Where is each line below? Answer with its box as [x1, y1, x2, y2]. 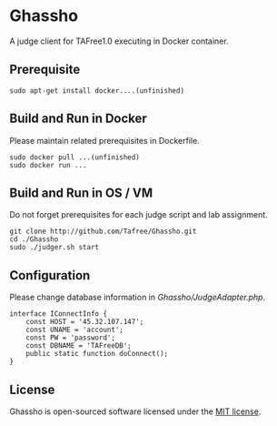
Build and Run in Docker [9, 111, 147, 127]
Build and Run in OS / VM [9, 185, 153, 200]
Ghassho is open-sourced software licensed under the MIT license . [9, 406, 262, 417]
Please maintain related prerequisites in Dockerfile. [9, 135, 200, 146]
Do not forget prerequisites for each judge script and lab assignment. [9, 209, 268, 220]
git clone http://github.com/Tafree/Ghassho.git [9, 227, 197, 237]
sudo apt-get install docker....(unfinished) [9, 86, 184, 96]
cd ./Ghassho [9, 235, 59, 244]
